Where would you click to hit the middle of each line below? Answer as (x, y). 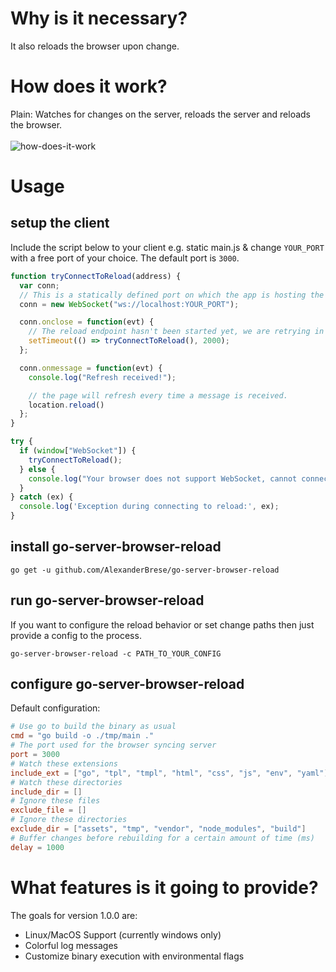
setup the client (60, 223)
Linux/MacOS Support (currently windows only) (123, 934)
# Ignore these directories (69, 820)
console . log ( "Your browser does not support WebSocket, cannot (163, 478)
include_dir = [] (46, 792)
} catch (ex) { (42, 497)
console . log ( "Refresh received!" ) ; (102, 377)
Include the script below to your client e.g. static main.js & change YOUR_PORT (167, 247)
